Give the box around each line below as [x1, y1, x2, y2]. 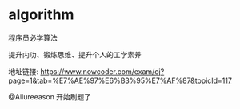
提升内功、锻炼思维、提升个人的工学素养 [8, 49, 142, 59]
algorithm [8, 6, 74, 24]
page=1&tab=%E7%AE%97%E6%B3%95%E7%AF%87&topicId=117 [8, 76, 232, 85]
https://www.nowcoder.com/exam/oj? [39, 66, 165, 76]
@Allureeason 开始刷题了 [8, 91, 92, 101]
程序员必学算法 [8, 33, 58, 42]
